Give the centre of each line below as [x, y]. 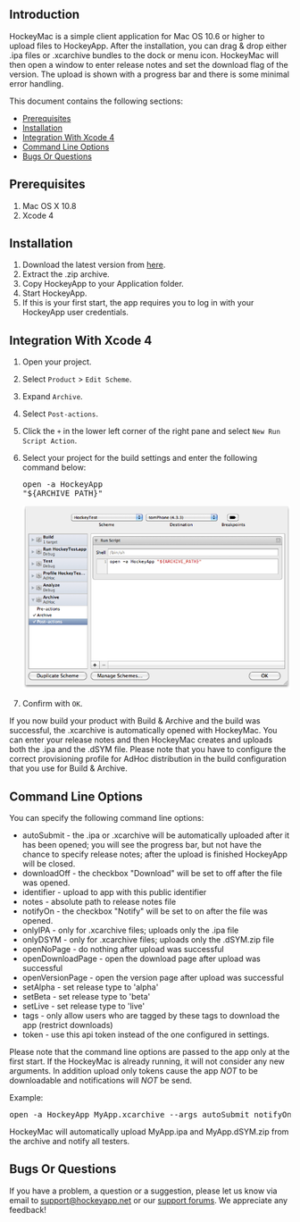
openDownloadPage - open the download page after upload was [141, 958]
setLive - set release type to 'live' [83, 1006]
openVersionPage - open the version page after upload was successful [153, 977]
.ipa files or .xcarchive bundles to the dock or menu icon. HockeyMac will [144, 55]
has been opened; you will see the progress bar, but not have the [142, 844]
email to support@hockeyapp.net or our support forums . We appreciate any [149, 1200]
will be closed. [49, 863]
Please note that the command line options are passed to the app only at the [150, 1051]
